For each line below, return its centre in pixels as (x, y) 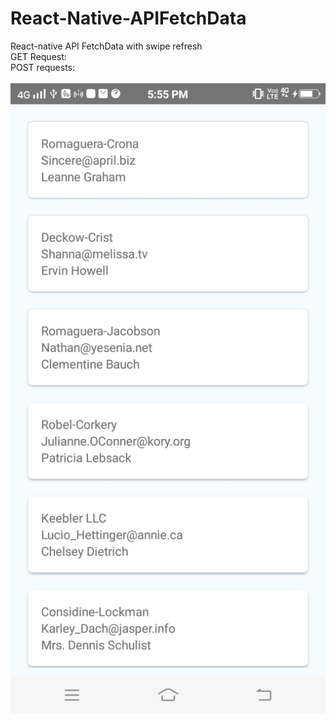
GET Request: (38, 56)
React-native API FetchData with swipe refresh (106, 46)
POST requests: (43, 67)
